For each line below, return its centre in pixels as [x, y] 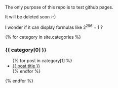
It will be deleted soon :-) [31, 17]
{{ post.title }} [26, 66]
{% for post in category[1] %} [42, 60]
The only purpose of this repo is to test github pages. [59, 7]
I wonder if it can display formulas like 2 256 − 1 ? [54, 27]
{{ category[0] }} [26, 50]
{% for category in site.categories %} [43, 37]
